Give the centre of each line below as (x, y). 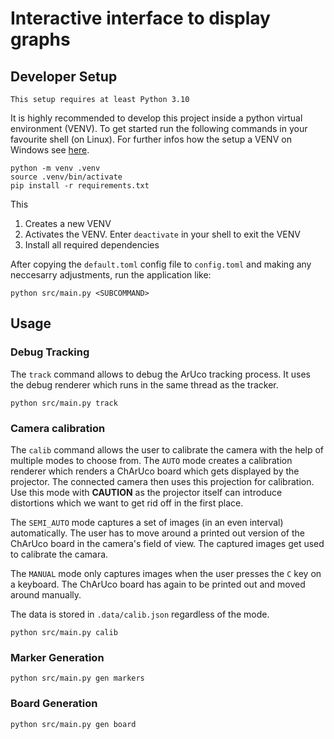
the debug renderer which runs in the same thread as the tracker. (144, 384)
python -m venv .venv (55, 168)
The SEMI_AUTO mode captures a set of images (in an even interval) (147, 522)
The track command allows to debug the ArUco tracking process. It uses (161, 374)
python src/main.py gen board (73, 724)
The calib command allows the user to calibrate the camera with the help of (167, 449)
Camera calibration (58, 428)
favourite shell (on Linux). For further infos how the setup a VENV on (151, 139)
